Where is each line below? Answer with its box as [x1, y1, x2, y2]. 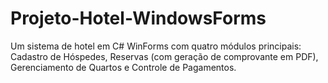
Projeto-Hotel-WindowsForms [10, 7, 267, 30]
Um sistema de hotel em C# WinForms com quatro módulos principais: [10, 40, 302, 52]
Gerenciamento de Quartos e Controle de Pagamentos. [10, 61, 237, 73]
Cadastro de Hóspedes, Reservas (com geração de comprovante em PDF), [10, 50, 319, 62]
